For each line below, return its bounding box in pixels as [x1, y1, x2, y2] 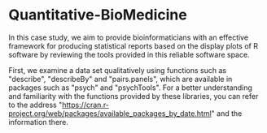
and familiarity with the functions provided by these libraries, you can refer [8, 91, 259, 101]
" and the [211, 108, 243, 118]
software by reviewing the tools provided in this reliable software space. [8, 49, 250, 59]
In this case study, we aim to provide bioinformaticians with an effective [8, 32, 249, 42]
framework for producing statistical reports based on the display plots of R [8, 41, 259, 50]
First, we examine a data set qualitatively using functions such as [8, 65, 226, 75]
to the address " [8, 100, 63, 109]
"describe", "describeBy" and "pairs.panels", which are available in [8, 74, 233, 84]
